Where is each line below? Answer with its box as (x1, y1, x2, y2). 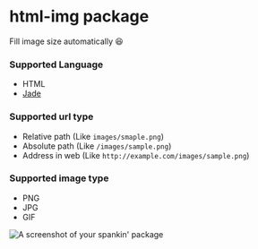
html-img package (9, 6, 150, 27)
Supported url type (9, 110, 94, 123)
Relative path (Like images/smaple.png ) (21, 131, 164, 142)
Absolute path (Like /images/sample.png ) (21, 141, 172, 151)
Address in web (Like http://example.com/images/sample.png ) (21, 150, 250, 160)
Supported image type (9, 172, 109, 185)
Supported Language (9, 58, 104, 71)
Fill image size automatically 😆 (9, 36, 124, 47)
